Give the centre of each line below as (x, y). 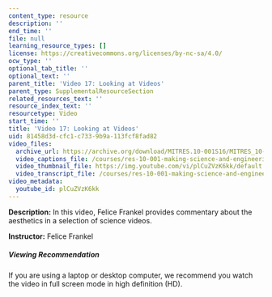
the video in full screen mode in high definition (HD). (96, 283)
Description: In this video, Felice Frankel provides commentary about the (130, 212)
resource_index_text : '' (50, 106)
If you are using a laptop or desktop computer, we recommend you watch (131, 275)
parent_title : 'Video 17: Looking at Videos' (86, 83)
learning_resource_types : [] (57, 46)
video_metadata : (36, 182)
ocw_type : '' (30, 62)
